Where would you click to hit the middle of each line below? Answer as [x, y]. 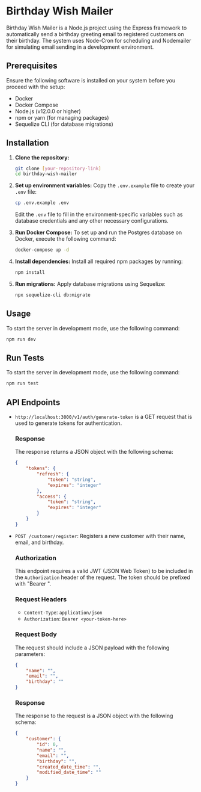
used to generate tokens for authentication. [68, 423]
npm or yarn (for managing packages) [62, 117]
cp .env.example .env [42, 203]
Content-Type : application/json [63, 613]
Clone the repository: [42, 157]
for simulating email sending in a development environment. [80, 47]
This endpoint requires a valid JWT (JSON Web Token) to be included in [104, 571]
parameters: [30, 654]
